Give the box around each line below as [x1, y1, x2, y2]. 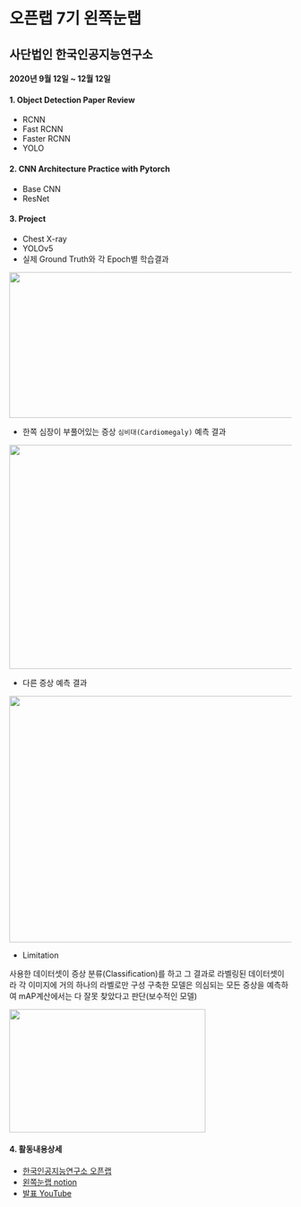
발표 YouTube [21, 1187, 72, 1198]
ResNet [21, 193, 50, 204]
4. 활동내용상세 [9, 1144, 63, 1155]
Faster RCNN [21, 134, 72, 144]
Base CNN [21, 183, 61, 194]
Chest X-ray [21, 233, 67, 244]
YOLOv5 [21, 243, 54, 254]
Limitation [21, 950, 59, 960]
